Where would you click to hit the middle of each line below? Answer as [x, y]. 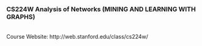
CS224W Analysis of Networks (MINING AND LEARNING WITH [101, 9]
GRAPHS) [21, 17]
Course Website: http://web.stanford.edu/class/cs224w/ [77, 37]
